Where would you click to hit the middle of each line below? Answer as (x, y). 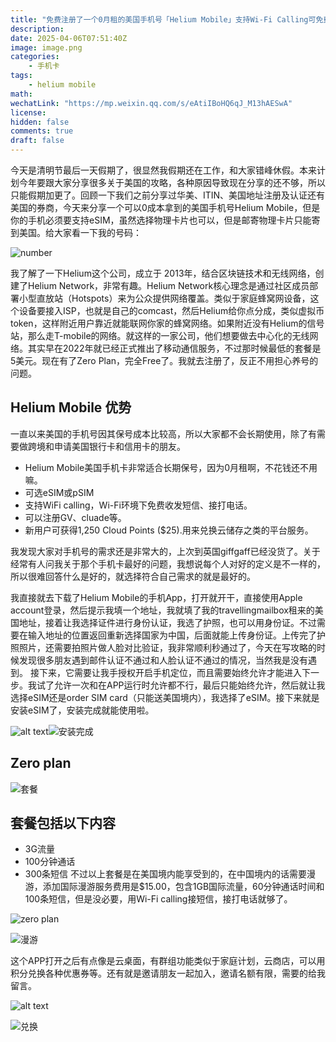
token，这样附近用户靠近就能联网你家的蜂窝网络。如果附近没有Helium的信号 (167, 323)
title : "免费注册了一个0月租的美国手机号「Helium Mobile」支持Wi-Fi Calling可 (163, 19)
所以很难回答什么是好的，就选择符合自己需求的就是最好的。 (133, 576)
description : (37, 29)
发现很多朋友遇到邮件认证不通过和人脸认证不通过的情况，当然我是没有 (163, 660)
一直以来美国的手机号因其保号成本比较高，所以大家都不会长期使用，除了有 (163, 433)
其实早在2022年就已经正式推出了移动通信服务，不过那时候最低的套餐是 (174, 348)
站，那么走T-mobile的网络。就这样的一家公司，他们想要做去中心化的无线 (160, 335)
